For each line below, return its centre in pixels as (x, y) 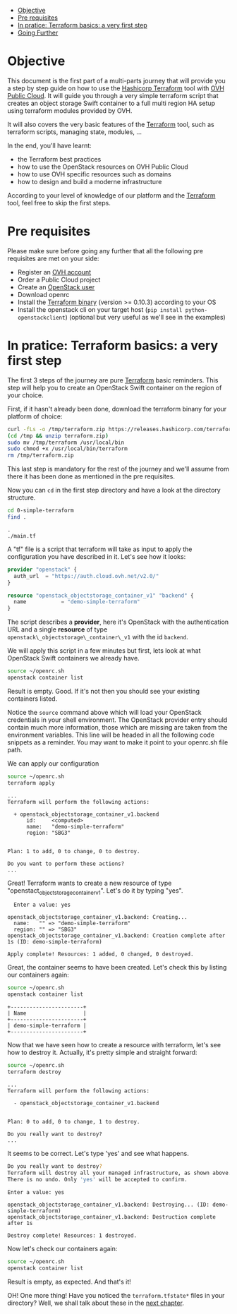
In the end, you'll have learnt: (49, 145)
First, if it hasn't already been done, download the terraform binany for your (117, 409)
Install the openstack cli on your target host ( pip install (100, 309)
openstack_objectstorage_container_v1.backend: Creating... (98, 917)
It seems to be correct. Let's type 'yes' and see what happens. (98, 1153)
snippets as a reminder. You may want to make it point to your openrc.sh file (118, 742)
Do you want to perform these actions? (66, 864)
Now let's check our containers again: (62, 1249)
